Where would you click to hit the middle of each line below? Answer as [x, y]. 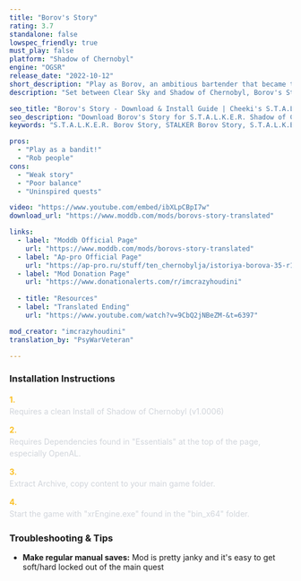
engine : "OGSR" [38, 68]
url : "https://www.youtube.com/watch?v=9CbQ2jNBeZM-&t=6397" [142, 315]
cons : [19, 167]
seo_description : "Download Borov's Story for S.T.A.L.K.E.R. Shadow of [148, 117]
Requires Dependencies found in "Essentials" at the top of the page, [135, 441]
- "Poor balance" [50, 183]
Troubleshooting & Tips [61, 538]
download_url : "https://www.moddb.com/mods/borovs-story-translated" [142, 216]
